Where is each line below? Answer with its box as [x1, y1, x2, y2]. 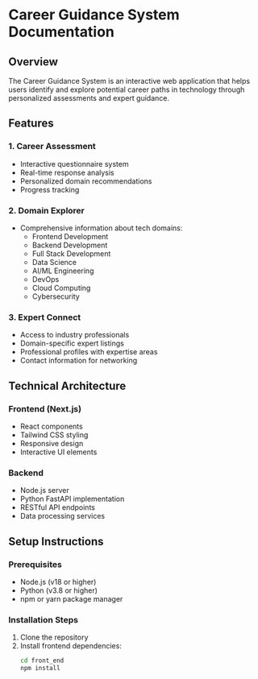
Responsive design [19, 438, 84, 448]
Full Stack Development [31, 248, 111, 259]
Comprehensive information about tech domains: [19, 223, 183, 233]
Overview [8, 55, 59, 68]
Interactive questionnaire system [19, 159, 129, 168]
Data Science [31, 257, 77, 267]
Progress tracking [19, 184, 80, 194]
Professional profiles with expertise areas [19, 347, 158, 357]
